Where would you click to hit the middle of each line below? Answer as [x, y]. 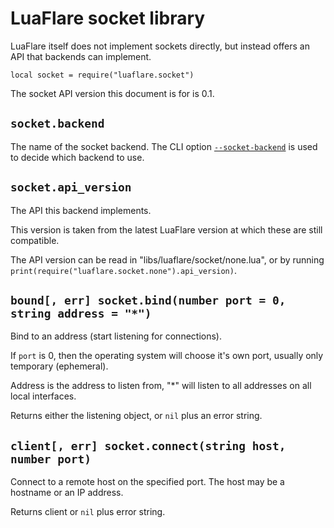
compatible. [35, 240]
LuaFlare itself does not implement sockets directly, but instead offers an [160, 46]
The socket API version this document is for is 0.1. [112, 93]
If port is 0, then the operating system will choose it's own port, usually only [167, 356]
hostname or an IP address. [67, 493]
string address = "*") [81, 313]
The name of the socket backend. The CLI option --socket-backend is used [164, 146]
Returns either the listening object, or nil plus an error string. [136, 416]
